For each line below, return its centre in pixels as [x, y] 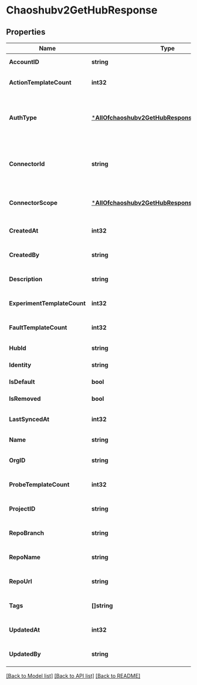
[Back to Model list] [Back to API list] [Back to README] [73, 676]
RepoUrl [21, 581]
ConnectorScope [33, 203]
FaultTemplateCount [38, 328]
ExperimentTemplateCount [47, 303]
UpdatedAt [24, 630]
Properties [26, 32]
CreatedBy [24, 255]
